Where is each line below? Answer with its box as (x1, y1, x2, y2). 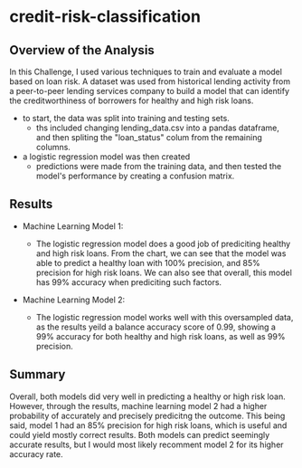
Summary (9, 367, 66, 382)
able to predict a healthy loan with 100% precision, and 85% (35, 257, 260, 268)
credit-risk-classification (9, 6, 202, 27)
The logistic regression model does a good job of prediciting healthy (35, 238, 291, 249)
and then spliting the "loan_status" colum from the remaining (35, 132, 262, 142)
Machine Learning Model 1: (22, 220, 124, 232)
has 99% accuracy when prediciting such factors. (35, 276, 222, 287)
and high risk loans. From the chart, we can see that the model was (35, 247, 287, 259)
